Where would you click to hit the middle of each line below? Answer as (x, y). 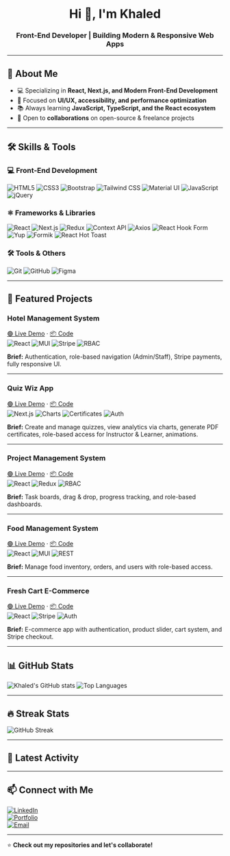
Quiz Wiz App (30, 388)
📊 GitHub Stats (40, 666)
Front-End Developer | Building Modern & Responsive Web (115, 36)
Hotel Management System (53, 318)
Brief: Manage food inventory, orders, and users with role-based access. (110, 567)
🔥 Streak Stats (38, 714)
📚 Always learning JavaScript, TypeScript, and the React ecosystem (116, 108)
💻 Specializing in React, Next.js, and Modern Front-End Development (117, 91)
